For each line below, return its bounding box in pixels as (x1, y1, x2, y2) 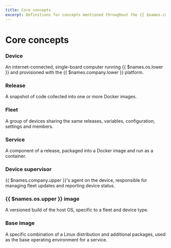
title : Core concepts (5, 7, 51, 13)
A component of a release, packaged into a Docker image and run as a (5, 147, 154, 153)
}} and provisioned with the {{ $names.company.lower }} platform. (5, 69, 144, 75)
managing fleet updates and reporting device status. (5, 183, 116, 189)
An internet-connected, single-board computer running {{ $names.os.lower (5, 64, 163, 70)
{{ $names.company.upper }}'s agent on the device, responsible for (5, 177, 148, 183)
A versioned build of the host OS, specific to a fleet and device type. (5, 207, 149, 213)
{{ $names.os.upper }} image (5, 196, 80, 203)
